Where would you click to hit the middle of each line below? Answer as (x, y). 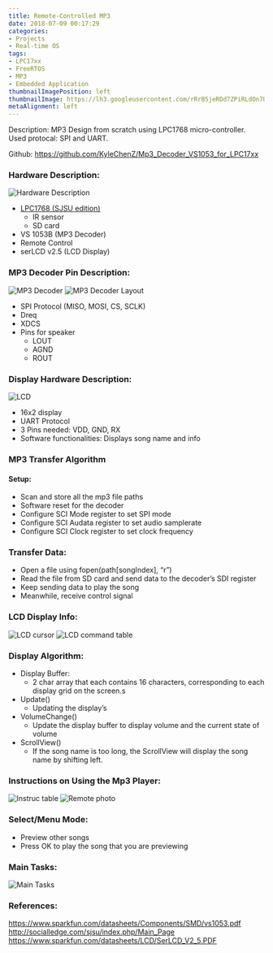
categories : (28, 31)
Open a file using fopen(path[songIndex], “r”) (96, 570)
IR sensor (48, 217)
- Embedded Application (49, 84)
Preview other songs (54, 837)
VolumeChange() (48, 717)
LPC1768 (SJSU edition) (60, 209)
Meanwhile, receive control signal (76, 596)
